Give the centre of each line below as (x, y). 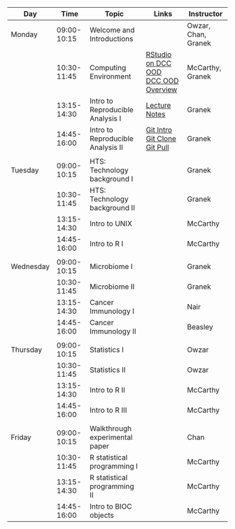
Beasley (200, 327)
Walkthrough (111, 428)
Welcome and (112, 30)
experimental (111, 437)
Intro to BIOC (111, 506)
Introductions (112, 39)
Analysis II (107, 147)
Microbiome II (112, 287)
